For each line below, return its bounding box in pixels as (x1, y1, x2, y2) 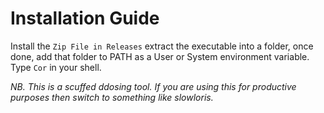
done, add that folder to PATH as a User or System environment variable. (10, 50, 310, 62)
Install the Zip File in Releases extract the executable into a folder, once (10, 40, 314, 52)
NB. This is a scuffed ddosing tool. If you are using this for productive (10, 80, 297, 92)
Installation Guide (10, 7, 160, 30)
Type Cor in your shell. (10, 61, 102, 73)
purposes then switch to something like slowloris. (10, 91, 214, 103)
